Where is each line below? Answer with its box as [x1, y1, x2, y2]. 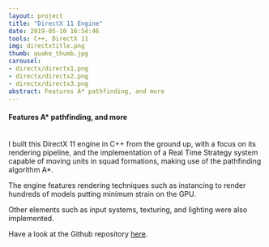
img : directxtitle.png [8, 42, 85, 50]
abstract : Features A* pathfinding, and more [8, 87, 164, 96]
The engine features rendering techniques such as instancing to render [8, 180, 246, 190]
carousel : [8, 57, 42, 66]
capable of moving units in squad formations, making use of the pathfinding [8, 155, 262, 166]
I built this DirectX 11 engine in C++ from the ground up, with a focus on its [8, 138, 257, 148]
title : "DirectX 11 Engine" [8, 19, 104, 28]
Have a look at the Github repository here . [8, 228, 148, 239]
